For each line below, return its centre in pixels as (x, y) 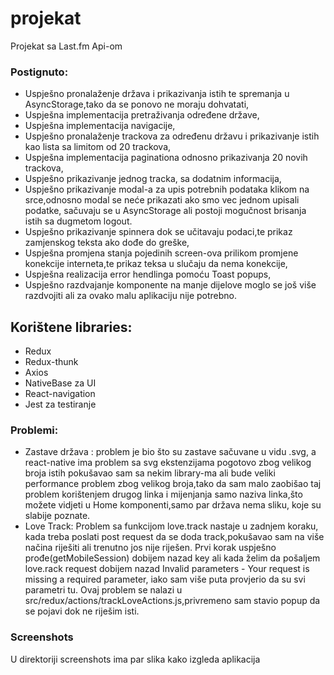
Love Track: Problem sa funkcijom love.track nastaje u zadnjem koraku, (171, 526)
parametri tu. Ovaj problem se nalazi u (103, 590)
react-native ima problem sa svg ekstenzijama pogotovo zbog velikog (168, 463)
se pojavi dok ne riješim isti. (82, 611)
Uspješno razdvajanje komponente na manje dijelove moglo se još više (170, 285)
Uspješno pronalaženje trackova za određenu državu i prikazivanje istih (172, 136)
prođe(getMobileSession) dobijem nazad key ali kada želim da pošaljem (172, 558)
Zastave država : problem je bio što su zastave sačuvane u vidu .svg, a (170, 452)
